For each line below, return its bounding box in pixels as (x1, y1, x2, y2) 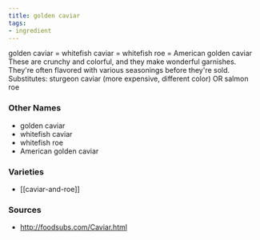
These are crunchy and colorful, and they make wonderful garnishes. (8, 57, 237, 66)
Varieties (8, 166, 44, 177)
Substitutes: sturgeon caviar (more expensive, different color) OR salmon (8, 74, 249, 84)
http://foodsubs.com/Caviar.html (19, 222, 128, 232)
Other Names (8, 102, 62, 114)
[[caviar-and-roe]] (19, 184, 80, 194)
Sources (8, 204, 42, 215)
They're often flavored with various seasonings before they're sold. (8, 66, 230, 75)
